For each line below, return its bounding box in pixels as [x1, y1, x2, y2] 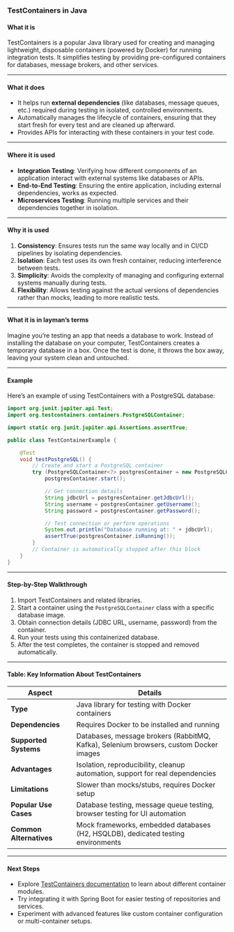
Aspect [27, 688, 53, 698]
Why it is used [7, 226, 49, 234]
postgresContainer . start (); [44, 475, 127, 483]
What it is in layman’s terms [7, 316, 89, 324]
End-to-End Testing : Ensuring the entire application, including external [17, 181, 221, 190]
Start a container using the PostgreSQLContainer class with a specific [17, 603, 214, 612]
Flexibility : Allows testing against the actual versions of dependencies [17, 285, 219, 294]
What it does [7, 83, 45, 91]
